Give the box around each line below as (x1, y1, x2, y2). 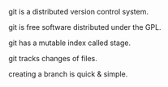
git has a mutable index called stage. (8, 38, 131, 48)
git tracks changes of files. (8, 54, 97, 63)
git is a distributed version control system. (8, 7, 149, 16)
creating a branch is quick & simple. (8, 69, 128, 79)
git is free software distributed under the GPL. (8, 23, 162, 31)
